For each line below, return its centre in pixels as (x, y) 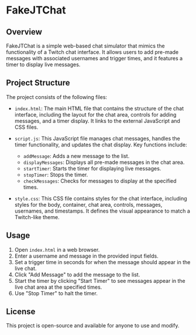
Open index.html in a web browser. (57, 249)
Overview (24, 32)
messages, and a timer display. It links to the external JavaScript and (97, 121)
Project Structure (38, 83)
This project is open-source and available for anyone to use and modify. (93, 326)
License (21, 312)
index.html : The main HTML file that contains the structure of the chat (99, 108)
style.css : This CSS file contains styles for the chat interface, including (101, 198)
